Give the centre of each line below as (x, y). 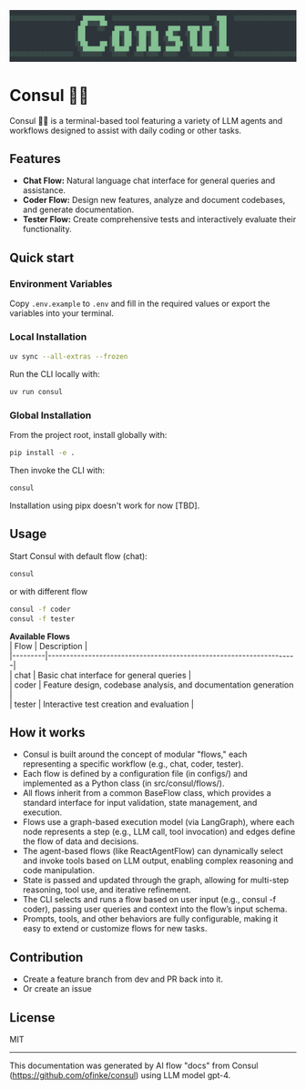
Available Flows (40, 636)
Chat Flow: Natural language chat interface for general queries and (149, 181)
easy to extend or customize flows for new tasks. (115, 929)
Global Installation (51, 415)
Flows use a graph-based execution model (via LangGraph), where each (158, 822)
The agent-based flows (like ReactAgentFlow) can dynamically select (153, 851)
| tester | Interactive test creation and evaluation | (102, 704)
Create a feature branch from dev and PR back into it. (122, 979)
